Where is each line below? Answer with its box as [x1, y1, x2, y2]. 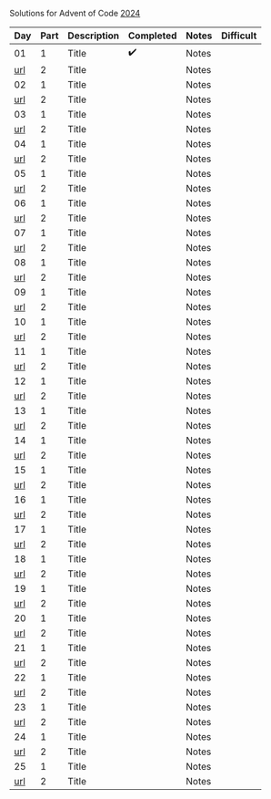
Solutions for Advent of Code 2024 [9, 8, 141, 18]
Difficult [221, 29, 257, 42]
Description [67, 29, 120, 42]
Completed [127, 29, 177, 42]
